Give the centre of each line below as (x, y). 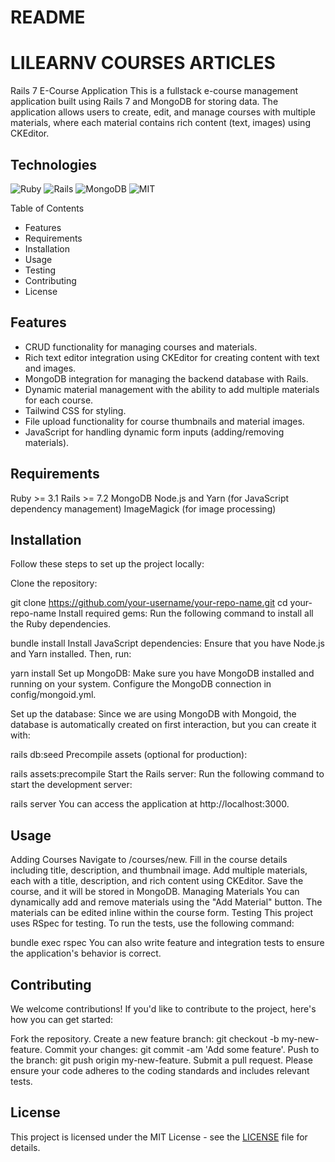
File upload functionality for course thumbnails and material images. (164, 421)
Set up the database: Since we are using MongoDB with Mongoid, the (153, 714)
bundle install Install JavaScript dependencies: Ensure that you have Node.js (168, 643)
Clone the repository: (54, 583)
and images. (50, 368)
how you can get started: (62, 1019)
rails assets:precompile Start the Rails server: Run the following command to (167, 774)
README (48, 17)
